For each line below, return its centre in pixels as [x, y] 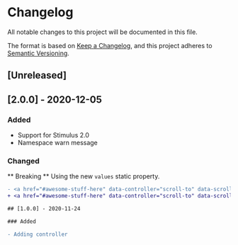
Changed [24, 161]
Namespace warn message [57, 143]
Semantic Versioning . [38, 53]
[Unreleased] [37, 75]
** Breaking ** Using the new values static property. [84, 176]
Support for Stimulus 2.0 [53, 135]
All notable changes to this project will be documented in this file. [103, 32]
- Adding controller [38, 234]
